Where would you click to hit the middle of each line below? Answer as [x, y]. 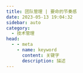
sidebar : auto [24, 22]
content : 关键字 [41, 55]
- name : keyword [37, 50]
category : [18, 28]
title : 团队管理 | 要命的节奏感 [41, 11]
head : [13, 39]
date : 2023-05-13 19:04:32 [39, 17]
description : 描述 [44, 61]
